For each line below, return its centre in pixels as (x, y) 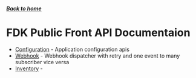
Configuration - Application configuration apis (72, 49)
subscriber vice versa (42, 62)
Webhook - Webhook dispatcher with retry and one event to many (97, 55)
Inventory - (29, 68)
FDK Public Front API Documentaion (98, 32)
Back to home (24, 8)
